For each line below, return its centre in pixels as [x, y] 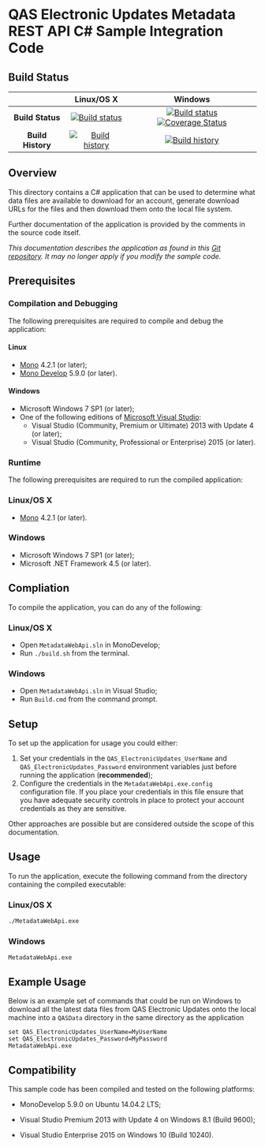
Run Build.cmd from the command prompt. [88, 699]
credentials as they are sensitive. [73, 809]
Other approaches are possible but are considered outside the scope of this [131, 824]
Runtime [25, 462]
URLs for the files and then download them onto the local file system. [120, 209]
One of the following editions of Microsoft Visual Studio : [110, 417]
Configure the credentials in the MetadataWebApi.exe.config [116, 783]
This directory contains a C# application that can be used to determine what [132, 192]
